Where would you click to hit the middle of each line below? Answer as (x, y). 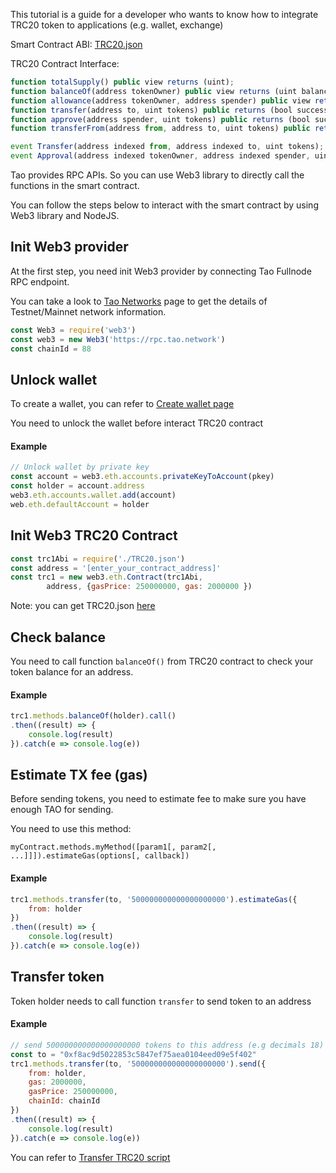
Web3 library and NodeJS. (65, 215)
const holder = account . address (77, 486)
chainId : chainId (64, 1101)
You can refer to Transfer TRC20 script (90, 1157)
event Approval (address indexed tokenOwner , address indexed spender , (160, 156)
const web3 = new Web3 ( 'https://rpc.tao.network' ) (118, 339)
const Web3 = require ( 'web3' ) (73, 330)
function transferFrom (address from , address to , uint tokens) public (160, 129)
